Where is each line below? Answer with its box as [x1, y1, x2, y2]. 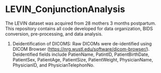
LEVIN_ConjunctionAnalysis [5, 4, 125, 15]
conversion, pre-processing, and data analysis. [5, 31, 103, 37]
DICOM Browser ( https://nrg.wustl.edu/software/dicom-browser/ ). [12, 46, 150, 52]
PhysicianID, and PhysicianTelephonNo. [12, 62, 95, 68]
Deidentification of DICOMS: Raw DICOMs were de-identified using [12, 40, 152, 46]
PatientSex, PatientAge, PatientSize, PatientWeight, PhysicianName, [12, 56, 153, 62]
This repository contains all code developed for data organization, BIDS [5, 25, 153, 31]
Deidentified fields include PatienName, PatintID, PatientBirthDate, [12, 51, 149, 57]
